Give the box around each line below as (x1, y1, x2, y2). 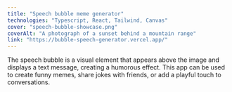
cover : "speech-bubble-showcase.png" (7, 23, 118, 30)
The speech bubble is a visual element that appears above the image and (7, 55, 220, 64)
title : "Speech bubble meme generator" (7, 10, 124, 18)
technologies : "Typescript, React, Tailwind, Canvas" (7, 17, 169, 24)
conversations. (7, 78, 51, 86)
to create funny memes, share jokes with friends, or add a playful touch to (7, 71, 221, 79)
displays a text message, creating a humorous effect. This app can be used (7, 63, 226, 72)
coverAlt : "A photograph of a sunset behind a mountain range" (7, 29, 197, 37)
